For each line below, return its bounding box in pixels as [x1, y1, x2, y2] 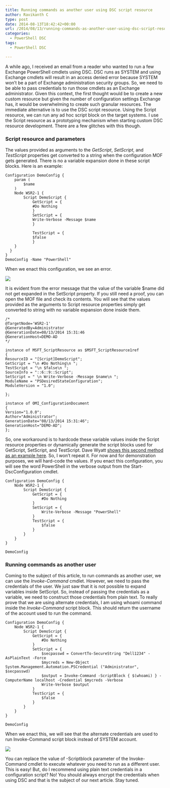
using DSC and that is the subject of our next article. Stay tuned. [5, 777, 139, 783]
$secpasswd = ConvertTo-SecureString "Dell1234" [41, 651, 146, 656]
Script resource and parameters [5, 135, 86, 142]
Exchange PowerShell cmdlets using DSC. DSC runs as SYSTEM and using [5, 69, 161, 75]
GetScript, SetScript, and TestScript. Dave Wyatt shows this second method [5, 447, 163, 453]
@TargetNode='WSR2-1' [5, 321, 51, 326]
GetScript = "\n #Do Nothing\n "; [5, 361, 78, 366]
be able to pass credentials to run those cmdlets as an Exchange [5, 85, 140, 91]
